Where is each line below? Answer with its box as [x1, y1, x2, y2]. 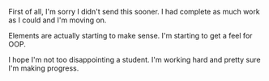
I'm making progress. [8, 63, 79, 73]
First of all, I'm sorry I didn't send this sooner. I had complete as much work [8, 7, 261, 16]
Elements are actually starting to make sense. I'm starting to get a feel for [8, 31, 253, 40]
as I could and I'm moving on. [8, 15, 107, 25]
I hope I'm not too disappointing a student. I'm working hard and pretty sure [8, 55, 261, 64]
